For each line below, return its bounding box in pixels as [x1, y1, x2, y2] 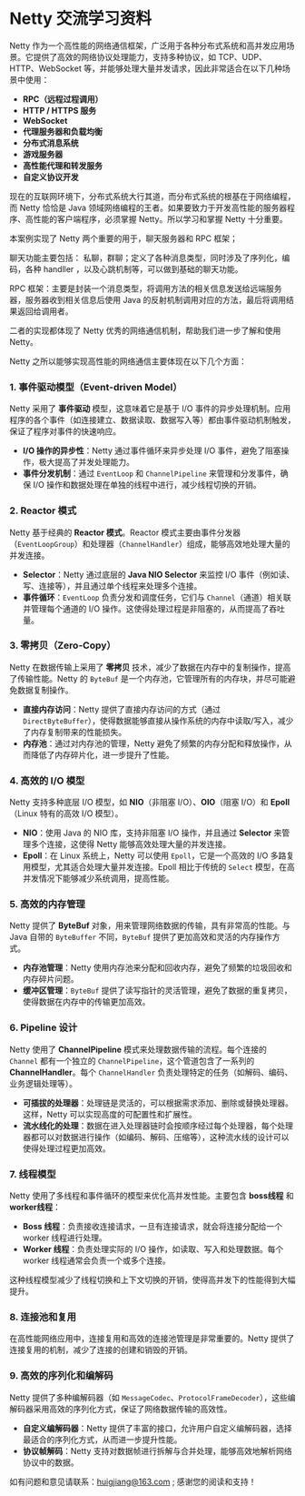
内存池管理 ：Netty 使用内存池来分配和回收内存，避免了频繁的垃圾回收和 [22, 962, 292, 974]
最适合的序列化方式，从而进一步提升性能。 [22, 1434, 182, 1445]
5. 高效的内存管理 [9, 898, 86, 911]
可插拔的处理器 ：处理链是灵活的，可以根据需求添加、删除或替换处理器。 [22, 1097, 293, 1108]
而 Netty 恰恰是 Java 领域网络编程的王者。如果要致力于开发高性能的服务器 [9, 202, 288, 213]
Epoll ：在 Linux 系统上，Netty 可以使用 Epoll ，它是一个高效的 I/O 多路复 [22, 850, 295, 861]
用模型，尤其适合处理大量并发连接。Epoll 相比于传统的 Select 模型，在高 [22, 862, 295, 873]
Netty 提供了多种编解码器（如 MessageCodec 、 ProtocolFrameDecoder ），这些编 [9, 1391, 296, 1402]
